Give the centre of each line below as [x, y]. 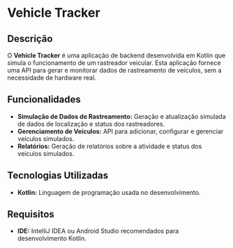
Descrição [30, 39]
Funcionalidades [44, 100]
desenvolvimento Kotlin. [52, 238]
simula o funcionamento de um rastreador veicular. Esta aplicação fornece [114, 63]
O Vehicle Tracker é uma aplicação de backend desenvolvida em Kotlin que [116, 55]
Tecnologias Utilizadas [58, 176]
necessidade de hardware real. [52, 78]
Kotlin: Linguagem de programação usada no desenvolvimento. [109, 192]
